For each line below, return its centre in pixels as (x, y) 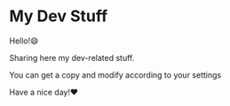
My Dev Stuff (59, 16)
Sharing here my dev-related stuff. (72, 57)
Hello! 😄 (24, 41)
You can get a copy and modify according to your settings (115, 75)
